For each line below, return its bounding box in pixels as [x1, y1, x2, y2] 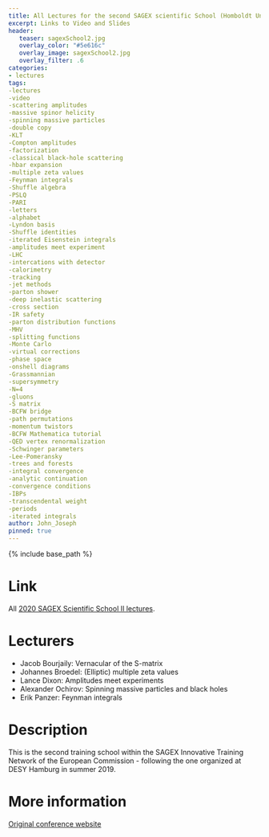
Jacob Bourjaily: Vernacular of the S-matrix [19, 658, 163, 668]
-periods [8, 504, 38, 512]
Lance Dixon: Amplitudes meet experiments [19, 676, 164, 685]
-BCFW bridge [8, 407, 52, 416]
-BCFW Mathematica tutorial [8, 430, 102, 438]
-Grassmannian [8, 370, 56, 378]
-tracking [8, 273, 42, 281]
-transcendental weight [8, 497, 88, 505]
